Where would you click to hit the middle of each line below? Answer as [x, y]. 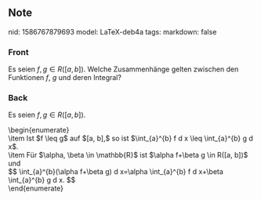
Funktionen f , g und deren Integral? [65, 78]
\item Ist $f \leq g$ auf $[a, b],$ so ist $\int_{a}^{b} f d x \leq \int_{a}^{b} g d [130, 138]
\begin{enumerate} [39, 130]
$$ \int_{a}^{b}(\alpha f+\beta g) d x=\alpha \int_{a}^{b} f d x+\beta [116, 172]
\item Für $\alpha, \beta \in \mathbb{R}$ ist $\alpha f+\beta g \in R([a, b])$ [128, 155]
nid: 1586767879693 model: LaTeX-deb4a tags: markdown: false [112, 31]
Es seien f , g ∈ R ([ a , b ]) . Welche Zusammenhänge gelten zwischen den [123, 69]
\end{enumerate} [36, 188]
